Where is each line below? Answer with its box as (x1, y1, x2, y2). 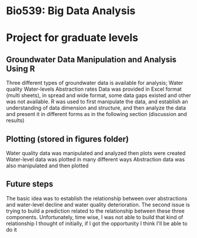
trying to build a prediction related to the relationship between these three (6, 207, 185, 214)
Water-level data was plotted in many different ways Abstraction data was (6, 156, 185, 163)
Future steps (6, 179, 54, 189)
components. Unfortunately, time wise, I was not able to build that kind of (6, 213, 183, 220)
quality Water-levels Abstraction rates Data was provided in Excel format (6, 85, 182, 92)
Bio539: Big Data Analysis (6, 4, 136, 18)
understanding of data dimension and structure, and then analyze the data (6, 104, 186, 111)
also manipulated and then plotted (6, 162, 89, 169)
